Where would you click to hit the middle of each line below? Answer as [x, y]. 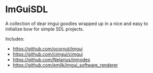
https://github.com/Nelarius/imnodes [51, 59]
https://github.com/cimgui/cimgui [48, 54]
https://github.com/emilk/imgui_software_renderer [65, 65]
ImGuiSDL [27, 9]
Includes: [15, 39]
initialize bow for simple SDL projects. [45, 29]
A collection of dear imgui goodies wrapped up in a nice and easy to [77, 23]
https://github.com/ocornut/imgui [48, 48]
